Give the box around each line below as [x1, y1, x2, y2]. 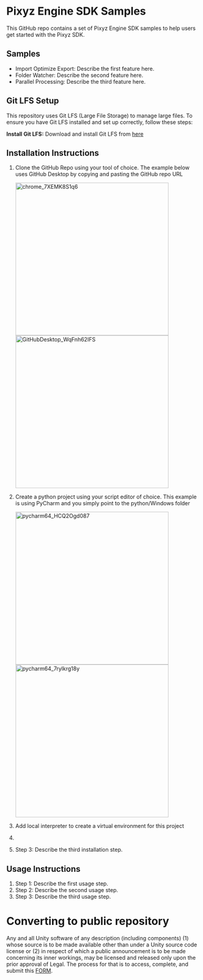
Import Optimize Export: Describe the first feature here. [15, 65, 155, 72]
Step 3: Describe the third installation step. [15, 846, 123, 854]
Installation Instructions [6, 148, 100, 158]
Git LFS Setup [6, 96, 59, 106]
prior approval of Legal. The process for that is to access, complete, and [6, 960, 188, 968]
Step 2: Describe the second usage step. [15, 887, 119, 894]
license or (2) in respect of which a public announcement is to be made [6, 948, 186, 955]
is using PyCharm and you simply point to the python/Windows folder [15, 500, 191, 507]
